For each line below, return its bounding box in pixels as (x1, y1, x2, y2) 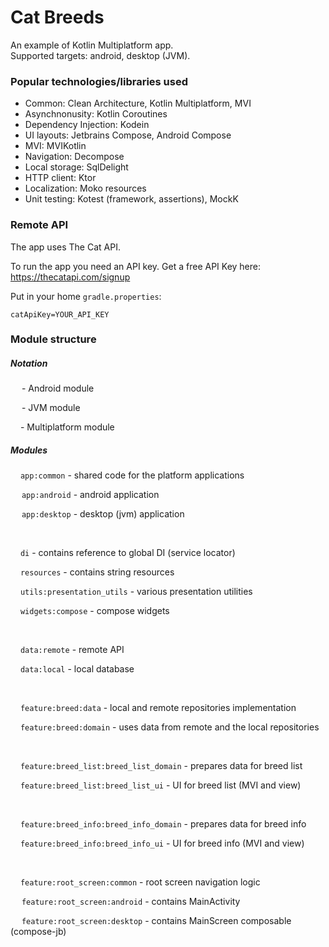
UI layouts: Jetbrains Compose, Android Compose (24, 129, 232, 141)
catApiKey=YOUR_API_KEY (10, 309, 110, 320)
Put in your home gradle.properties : (10, 290, 162, 302)
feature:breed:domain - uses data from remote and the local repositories (19, 721, 320, 733)
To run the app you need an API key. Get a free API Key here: (10, 260, 262, 272)
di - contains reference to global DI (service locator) (19, 547, 236, 559)
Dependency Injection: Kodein (24, 119, 150, 131)
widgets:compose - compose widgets (19, 605, 170, 617)
